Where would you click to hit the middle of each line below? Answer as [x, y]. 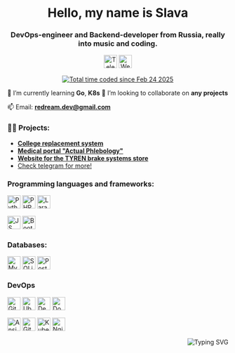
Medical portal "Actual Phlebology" [70, 151]
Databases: [27, 245]
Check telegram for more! [55, 166]
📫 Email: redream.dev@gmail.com [59, 107]
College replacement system [60, 143]
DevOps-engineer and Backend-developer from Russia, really [118, 35]
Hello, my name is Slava [118, 13]
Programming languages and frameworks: [81, 184]
